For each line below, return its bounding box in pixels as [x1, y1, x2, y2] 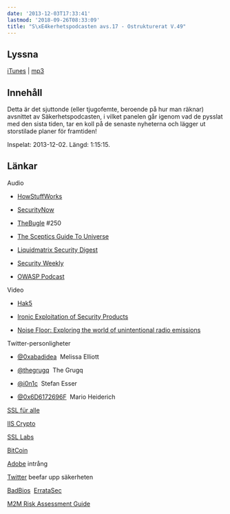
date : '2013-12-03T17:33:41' [7, 10, 91, 17]
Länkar [7, 160, 38, 172]
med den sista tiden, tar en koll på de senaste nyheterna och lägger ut [7, 120, 206, 128]
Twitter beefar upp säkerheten [7, 473, 94, 481]
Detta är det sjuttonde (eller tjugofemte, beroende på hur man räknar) [7, 105, 205, 113]
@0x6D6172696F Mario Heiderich [17, 393, 116, 401]
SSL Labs [7, 433, 34, 441]
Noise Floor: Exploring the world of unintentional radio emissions [17, 326, 201, 334]
